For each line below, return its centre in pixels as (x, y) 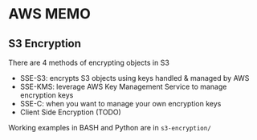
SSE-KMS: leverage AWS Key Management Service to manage (123, 86)
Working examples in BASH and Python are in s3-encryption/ (110, 128)
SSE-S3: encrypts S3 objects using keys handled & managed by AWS (135, 78)
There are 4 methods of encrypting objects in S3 (89, 62)
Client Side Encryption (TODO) (71, 112)
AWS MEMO (49, 14)
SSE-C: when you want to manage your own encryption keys (120, 104)
